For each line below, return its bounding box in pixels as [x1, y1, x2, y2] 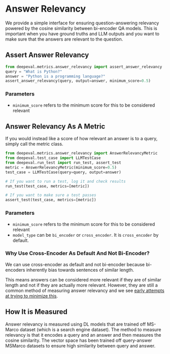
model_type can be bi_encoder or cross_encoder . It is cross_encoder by [12, 232, 159, 238]
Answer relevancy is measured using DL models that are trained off [5, 321, 146, 327]
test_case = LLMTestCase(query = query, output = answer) [5, 170, 122, 175]
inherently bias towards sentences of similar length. [26, 267, 134, 273]
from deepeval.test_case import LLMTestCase [5, 155, 101, 160]
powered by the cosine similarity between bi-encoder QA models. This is [5, 25, 157, 31]
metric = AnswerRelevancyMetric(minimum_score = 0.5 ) [5, 165, 117, 170]
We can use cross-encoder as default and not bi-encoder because [5, 261, 145, 267]
